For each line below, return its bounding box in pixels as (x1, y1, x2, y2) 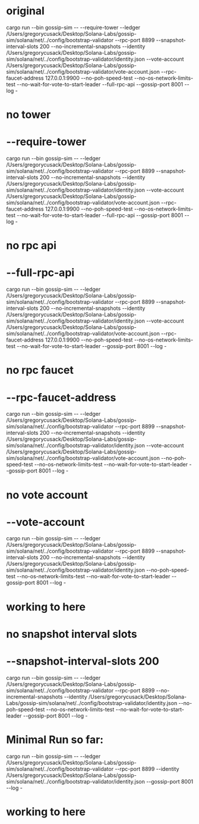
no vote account (6, 488, 88, 502)
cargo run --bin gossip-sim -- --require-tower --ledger (6, 24, 141, 31)
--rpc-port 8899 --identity (115, 765, 179, 772)
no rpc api (6, 239, 57, 252)
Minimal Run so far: (6, 733, 104, 746)
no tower (6, 108, 51, 121)
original (6, 4, 45, 18)
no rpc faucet (6, 364, 74, 377)
